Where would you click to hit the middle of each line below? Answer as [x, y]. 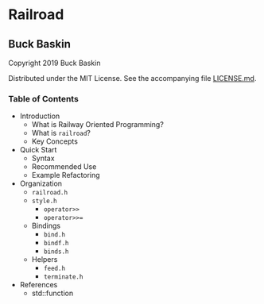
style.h [44, 201]
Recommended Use [64, 167]
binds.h [56, 252]
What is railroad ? [61, 133]
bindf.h [56, 244]
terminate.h [63, 277]
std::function [52, 293]
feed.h [54, 269]
